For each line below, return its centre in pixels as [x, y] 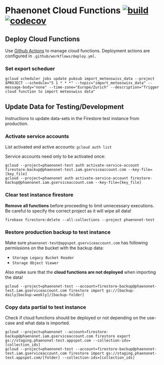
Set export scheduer [30, 69]
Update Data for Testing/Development [65, 107]
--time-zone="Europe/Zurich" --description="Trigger [104, 87]
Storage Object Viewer [35, 263]
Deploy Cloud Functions [42, 39]
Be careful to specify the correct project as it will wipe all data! [68, 211]
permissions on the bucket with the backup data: [55, 248]
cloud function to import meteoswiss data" [50, 92]
